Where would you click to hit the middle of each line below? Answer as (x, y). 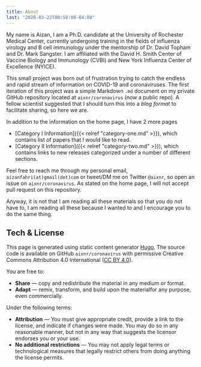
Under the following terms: (39, 308)
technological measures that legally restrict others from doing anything (103, 351)
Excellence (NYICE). (31, 66)
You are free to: (25, 271)
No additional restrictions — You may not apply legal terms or (92, 345)
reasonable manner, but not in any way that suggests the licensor (96, 332)
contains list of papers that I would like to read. (73, 139)
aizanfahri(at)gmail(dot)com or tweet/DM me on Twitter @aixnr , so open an (100, 177)
